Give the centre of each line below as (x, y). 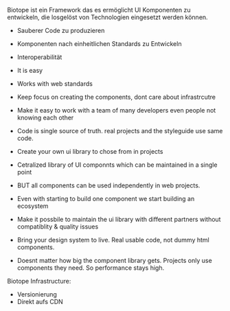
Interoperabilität (39, 57)
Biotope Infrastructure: (39, 281)
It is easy (30, 70)
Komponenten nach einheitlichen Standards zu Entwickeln (99, 44)
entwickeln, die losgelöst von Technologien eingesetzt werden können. (107, 17)
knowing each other (45, 117)
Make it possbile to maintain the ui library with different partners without (119, 219)
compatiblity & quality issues (58, 227)
